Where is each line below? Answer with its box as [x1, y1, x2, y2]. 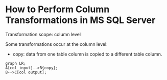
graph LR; [5, 61, 27, 66]
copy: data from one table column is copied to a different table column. [12, 51, 162, 57]
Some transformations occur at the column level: [5, 41, 108, 47]
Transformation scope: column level [5, 31, 81, 37]
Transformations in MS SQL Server [5, 14, 156, 26]
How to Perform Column [5, 4, 110, 15]
